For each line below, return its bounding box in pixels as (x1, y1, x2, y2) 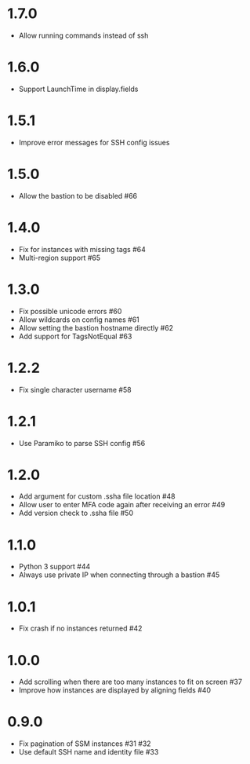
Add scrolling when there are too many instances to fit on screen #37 (18, 677, 242, 687)
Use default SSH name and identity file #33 (18, 748, 159, 757)
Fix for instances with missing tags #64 (18, 244, 147, 254)
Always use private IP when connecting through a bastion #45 (18, 570, 220, 579)
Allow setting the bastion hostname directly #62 (18, 323, 174, 332)
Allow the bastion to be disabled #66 (18, 191, 138, 200)
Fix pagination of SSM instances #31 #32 (18, 739, 151, 748)
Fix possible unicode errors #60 (18, 306, 122, 316)
